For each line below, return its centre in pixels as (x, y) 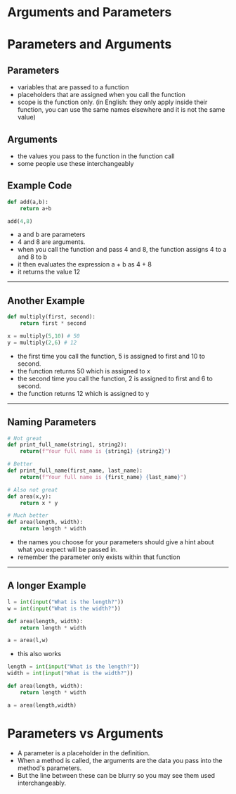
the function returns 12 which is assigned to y (83, 393)
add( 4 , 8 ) (20, 221)
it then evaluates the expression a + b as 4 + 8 (85, 264)
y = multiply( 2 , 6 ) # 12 (42, 342)
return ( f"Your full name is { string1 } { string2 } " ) (96, 452)
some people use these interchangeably (76, 164)
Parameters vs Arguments (85, 733)
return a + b (36, 208)
